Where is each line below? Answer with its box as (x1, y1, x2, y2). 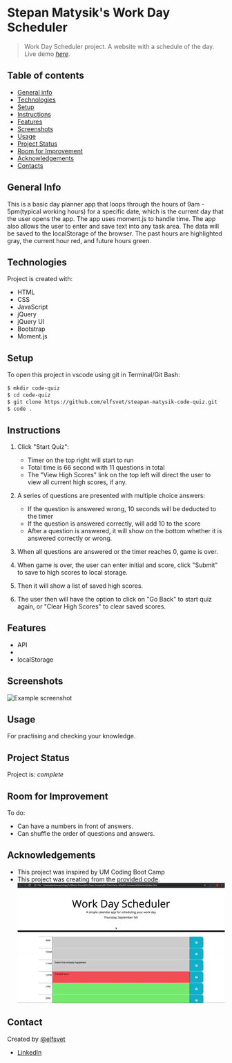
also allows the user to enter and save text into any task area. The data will (7, 222, 220, 230)
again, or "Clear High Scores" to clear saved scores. (17, 602, 166, 611)
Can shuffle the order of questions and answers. (17, 830, 155, 838)
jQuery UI (17, 318, 45, 326)
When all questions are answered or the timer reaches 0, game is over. (17, 548, 219, 555)
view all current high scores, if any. (27, 478, 128, 486)
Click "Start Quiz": (17, 443, 70, 450)
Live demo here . (23, 50, 70, 58)
